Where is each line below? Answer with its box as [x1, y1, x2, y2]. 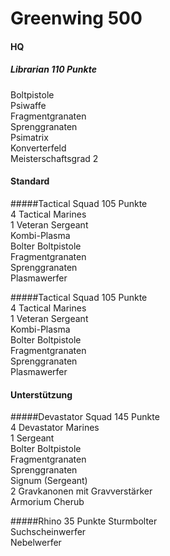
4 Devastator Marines [10, 422, 100, 434]
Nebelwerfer [10, 537, 62, 549]
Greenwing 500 [10, 7, 143, 30]
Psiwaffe [10, 99, 47, 111]
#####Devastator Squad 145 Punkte [10, 411, 160, 423]
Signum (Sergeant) [10, 475, 88, 487]
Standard [10, 175, 50, 187]
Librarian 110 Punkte [10, 63, 97, 76]
